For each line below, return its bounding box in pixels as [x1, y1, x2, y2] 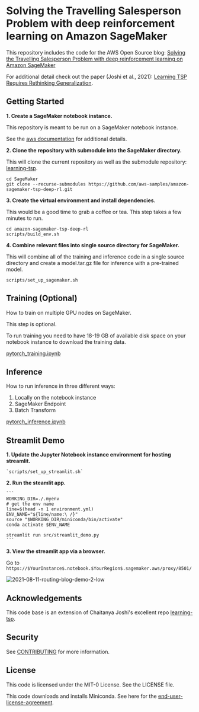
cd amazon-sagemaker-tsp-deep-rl [6, 226, 89, 232]
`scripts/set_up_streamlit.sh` [6, 469, 84, 475]
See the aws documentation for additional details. [6, 135, 127, 142]
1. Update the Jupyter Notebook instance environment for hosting [6, 451, 172, 458]
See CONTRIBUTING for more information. [6, 648, 110, 655]
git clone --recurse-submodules [6, 181, 86, 187]
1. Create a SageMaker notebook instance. [6, 112, 113, 119]
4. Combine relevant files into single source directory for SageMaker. [6, 241, 179, 248]
